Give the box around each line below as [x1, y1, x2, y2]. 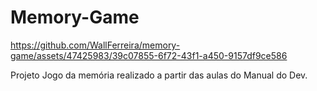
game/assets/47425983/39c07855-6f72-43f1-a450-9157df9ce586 [10, 49, 288, 61]
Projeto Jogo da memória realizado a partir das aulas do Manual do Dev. [10, 69, 308, 81]
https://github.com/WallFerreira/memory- [10, 39, 181, 51]
